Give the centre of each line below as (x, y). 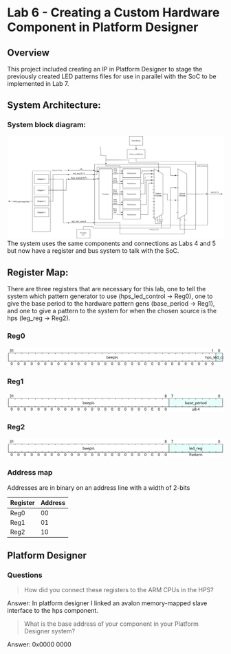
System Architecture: (54, 105)
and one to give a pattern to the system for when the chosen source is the (112, 311)
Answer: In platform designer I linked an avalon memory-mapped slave (107, 603)
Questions (25, 575)
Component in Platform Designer (103, 27)
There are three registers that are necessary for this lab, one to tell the (107, 289)
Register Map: (38, 272)
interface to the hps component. (53, 611)
